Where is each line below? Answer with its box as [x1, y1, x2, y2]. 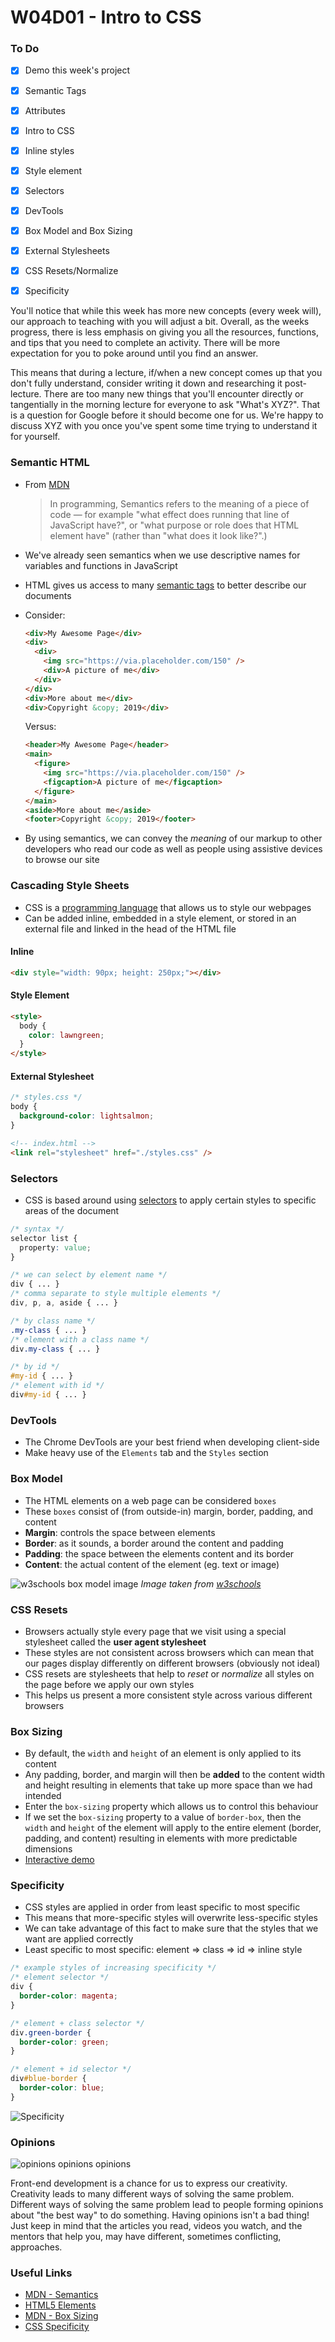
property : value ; [19, 1242, 92, 1253]
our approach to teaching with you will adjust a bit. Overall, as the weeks [10, 316, 310, 328]
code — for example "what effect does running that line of [49, 508, 290, 520]
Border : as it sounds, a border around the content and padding [24, 1537, 284, 1549]
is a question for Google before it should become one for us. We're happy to [10, 409, 324, 421]
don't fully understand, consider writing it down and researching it [10, 377, 283, 390]
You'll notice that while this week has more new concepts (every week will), [10, 305, 322, 317]
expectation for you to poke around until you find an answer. [10, 347, 259, 360]
